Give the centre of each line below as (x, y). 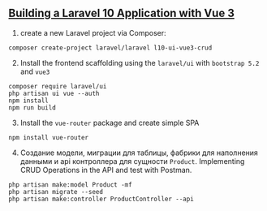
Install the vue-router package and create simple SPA (110, 123)
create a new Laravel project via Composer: (93, 32)
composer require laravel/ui (58, 86)
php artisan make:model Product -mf (70, 185)
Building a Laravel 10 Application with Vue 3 (122, 13)
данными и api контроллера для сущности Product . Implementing (132, 161)
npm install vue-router (49, 137)
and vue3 (35, 71)
